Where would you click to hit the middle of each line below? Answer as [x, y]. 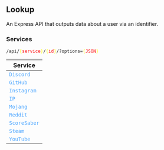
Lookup [20, 10]
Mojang [18, 107]
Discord [20, 75]
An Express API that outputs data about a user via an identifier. [82, 24]
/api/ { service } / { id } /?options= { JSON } [53, 51]
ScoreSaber [24, 123]
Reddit [18, 115]
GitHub [18, 83]
